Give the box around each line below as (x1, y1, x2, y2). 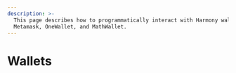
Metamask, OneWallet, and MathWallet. (13, 23, 128, 30)
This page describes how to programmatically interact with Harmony (13, 17, 218, 24)
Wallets (7, 53, 53, 69)
